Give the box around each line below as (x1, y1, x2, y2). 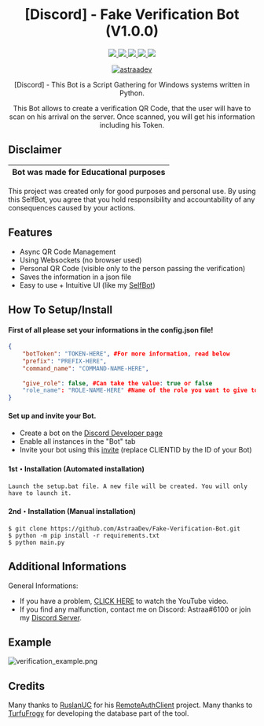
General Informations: (8, 581, 79, 590)
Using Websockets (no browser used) (19, 255, 142, 265)
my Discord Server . (19, 612, 82, 622)
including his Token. (99, 120, 165, 129)
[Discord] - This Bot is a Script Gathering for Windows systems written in (14, 80, 250, 89)
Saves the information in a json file (19, 272, 132, 281)
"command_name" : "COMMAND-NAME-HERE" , (22, 364, 149, 372)
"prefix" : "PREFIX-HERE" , (22, 357, 108, 365)
